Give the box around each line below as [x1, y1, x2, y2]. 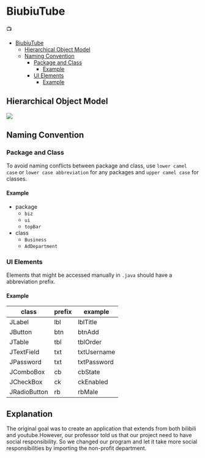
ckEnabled [77, 378, 108, 386]
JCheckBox [9, 378, 43, 386]
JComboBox [9, 368, 45, 376]
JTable [9, 338, 29, 346]
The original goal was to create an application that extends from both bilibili [6, 425, 196, 432]
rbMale [77, 388, 99, 397]
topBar [24, 223, 42, 230]
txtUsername [77, 348, 115, 357]
